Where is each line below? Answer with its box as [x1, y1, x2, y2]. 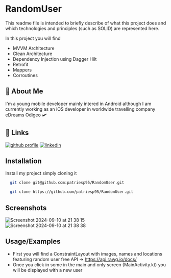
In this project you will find [5, 35, 61, 41]
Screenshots [5, 204, 47, 212]
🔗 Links [5, 129, 29, 137]
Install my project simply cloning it [5, 170, 77, 176]
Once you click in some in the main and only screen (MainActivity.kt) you [12, 261, 166, 268]
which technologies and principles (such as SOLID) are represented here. [5, 25, 160, 31]
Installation [5, 157, 42, 165]
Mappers [12, 67, 32, 73]
